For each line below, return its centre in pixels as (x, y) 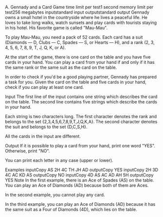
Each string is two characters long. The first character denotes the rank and (81, 116)
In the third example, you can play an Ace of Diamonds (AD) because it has (80, 204)
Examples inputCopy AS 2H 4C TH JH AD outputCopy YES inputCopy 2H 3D (82, 170)
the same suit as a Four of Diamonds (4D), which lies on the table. (71, 209)
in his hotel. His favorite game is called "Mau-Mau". (56, 28)
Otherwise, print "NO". (27, 151)
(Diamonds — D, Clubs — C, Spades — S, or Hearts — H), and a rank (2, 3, (80, 42)
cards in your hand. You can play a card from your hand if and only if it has (80, 62)
